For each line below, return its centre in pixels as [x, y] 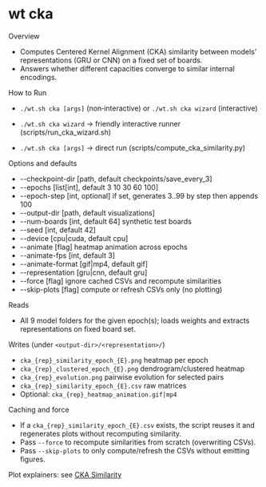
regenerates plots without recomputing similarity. [101, 433]
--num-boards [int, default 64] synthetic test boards [105, 221]
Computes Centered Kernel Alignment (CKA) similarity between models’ [138, 51]
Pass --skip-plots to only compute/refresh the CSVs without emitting [135, 450]
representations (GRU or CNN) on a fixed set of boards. [111, 60]
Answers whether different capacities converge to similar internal [127, 68]
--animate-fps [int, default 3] [67, 255]
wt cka [31, 14]
